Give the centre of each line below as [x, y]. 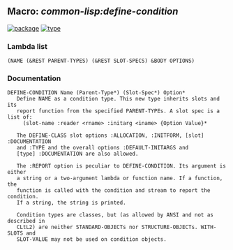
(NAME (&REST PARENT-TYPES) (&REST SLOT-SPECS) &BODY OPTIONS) [101, 61]
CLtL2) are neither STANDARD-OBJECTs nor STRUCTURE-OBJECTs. [107, 227]
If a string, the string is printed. [72, 203]
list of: [20, 117]
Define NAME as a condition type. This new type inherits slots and [118, 99]
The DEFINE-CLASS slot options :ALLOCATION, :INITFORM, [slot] [110, 135]
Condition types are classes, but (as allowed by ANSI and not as [115, 215]
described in [26, 221]
